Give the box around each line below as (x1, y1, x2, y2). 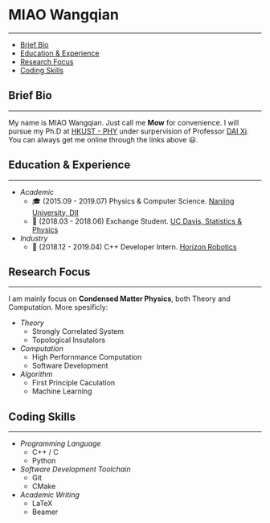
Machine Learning (31, 386, 92, 396)
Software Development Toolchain (19, 464, 131, 474)
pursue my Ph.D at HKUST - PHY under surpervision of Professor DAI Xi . (8, 126, 249, 136)
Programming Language (19, 439, 102, 448)
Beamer (31, 507, 59, 517)
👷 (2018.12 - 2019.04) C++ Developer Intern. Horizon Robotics (31, 241, 237, 251)
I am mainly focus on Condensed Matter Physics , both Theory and (8, 294, 231, 303)
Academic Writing (19, 490, 80, 500)
